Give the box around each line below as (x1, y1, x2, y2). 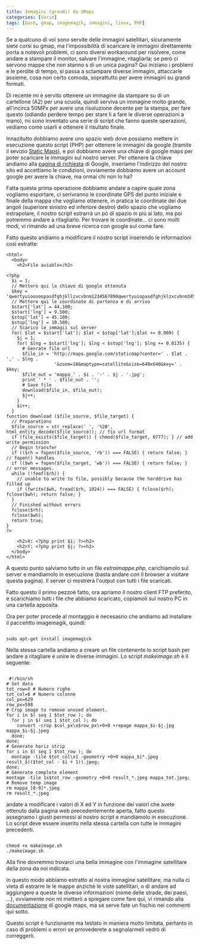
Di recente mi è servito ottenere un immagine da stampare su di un (6, 92, 170, 99)
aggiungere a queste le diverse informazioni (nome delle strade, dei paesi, (6, 889, 189, 896)
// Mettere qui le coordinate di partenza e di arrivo (11, 299, 151, 305)
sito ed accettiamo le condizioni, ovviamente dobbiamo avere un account (6, 167, 186, 174)
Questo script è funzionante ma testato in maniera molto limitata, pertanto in (6, 919, 193, 927)
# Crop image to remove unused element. (6, 707, 108, 713)
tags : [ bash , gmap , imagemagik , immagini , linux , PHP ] (6, 20, 145, 26)
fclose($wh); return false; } (6, 492, 82, 498)
